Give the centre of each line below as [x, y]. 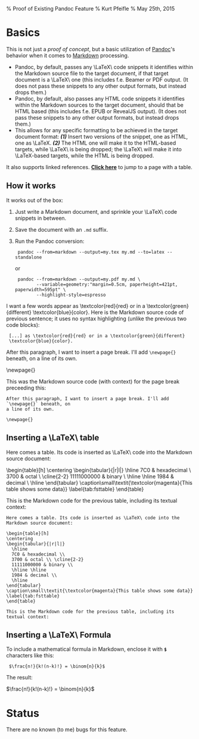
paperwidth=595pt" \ [40, 289]
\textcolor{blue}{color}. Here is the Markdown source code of [108, 312]
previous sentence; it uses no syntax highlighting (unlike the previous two [97, 319]
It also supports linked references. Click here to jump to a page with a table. [99, 167]
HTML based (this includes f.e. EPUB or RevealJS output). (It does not [100, 111]
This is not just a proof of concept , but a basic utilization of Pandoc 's [91, 49]
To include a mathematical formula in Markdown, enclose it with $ [86, 649]
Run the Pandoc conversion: [49, 241]
